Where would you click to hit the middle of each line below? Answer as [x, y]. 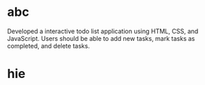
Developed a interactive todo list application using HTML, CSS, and [103, 31]
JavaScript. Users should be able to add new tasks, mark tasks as [101, 38]
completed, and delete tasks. [48, 46]
